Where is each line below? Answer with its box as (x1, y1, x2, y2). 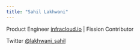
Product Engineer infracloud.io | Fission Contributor (6, 25, 134, 33)
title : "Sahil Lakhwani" (6, 8, 68, 15)
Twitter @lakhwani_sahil (6, 37, 66, 44)
